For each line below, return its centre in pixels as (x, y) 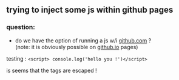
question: (21, 27)
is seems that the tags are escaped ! (52, 70)
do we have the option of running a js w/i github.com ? (83, 40)
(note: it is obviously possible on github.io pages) (76, 47)
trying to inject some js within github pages (90, 10)
